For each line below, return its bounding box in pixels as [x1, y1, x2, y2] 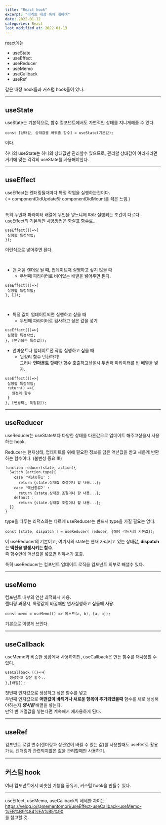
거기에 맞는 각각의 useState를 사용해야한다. [5, 156, 89, 162]
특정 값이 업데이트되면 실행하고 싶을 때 [12, 311, 86, 317]
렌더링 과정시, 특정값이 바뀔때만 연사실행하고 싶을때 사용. [5, 601, 115, 607]
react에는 [5, 40, 24, 46]
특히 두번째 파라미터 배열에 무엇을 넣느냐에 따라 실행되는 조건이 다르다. [5, 211, 141, 217]
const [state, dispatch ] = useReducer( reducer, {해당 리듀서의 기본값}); [5, 529, 156, 534]
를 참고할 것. [5, 814, 29, 820]
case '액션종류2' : [14, 485, 50, 490]
